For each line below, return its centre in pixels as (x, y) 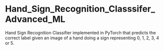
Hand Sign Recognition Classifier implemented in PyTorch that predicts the (81, 33)
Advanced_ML (35, 19)
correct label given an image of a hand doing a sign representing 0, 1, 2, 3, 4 (82, 38)
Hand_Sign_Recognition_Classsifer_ (80, 9)
